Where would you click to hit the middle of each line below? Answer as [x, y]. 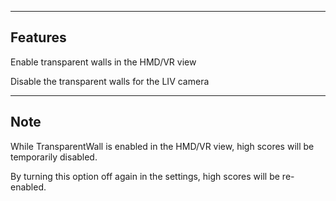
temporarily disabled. [54, 157]
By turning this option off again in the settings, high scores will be [145, 176]
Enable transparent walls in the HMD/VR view [103, 62]
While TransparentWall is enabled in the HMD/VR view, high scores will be [162, 146]
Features [38, 37]
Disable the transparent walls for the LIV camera [110, 81]
